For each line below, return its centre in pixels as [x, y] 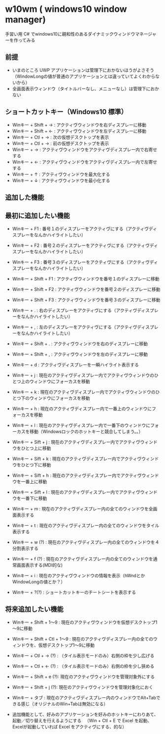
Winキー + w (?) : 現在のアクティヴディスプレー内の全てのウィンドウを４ [86, 542]
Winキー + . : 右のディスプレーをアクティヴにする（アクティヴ [75, 310]
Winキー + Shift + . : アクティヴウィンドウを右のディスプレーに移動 [80, 344]
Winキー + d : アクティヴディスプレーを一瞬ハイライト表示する [76, 365]
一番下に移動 [34, 498]
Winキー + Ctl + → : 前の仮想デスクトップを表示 [61, 143]
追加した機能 [25, 197]
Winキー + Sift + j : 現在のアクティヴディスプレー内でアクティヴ [76, 442]
